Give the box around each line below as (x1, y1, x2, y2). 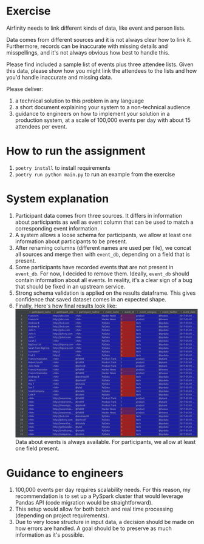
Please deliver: (6, 85, 44, 92)
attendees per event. (15, 123, 67, 130)
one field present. (15, 445, 59, 452)
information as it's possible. (15, 531, 84, 539)
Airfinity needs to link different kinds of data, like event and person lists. (6, 24, 186, 32)
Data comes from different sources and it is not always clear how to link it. (6, 36, 192, 43)
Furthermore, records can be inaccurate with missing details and (6, 42, 168, 50)
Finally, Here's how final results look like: (15, 302, 117, 309)
